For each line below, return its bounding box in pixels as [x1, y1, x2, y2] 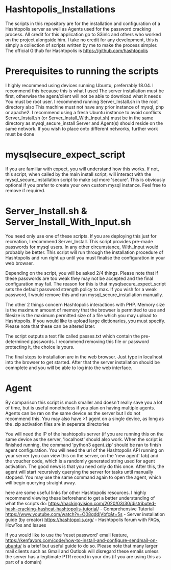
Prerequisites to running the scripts [5, 65, 159, 77]
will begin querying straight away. [5, 479, 77, 485]
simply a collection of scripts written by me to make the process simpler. [5, 42, 158, 48]
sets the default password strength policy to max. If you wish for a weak [5, 286, 157, 292]
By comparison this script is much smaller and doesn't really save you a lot [5, 399, 163, 405]
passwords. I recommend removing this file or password [30, 338, 149, 345]
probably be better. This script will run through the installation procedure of [5, 249, 163, 255]
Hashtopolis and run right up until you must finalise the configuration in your [5, 254, 165, 261]
